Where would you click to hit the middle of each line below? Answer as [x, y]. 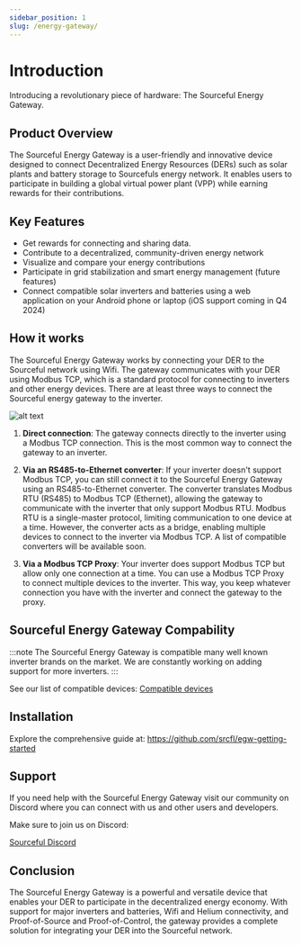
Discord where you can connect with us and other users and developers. [144, 807]
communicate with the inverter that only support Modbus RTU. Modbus [154, 508]
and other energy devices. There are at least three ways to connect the [141, 389]
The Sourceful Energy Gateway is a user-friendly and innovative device [141, 155]
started [22, 748]
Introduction [57, 71]
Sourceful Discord [43, 842]
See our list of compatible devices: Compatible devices [111, 688]
